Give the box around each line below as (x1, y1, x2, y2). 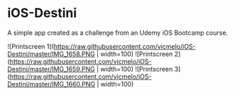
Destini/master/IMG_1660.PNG (7, 79, 96, 88)
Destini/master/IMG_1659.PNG (7, 65, 95, 73)
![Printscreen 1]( (7, 42, 55, 50)
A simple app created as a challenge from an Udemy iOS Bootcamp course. (7, 28, 229, 37)
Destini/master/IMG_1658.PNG (7, 50, 96, 58)
